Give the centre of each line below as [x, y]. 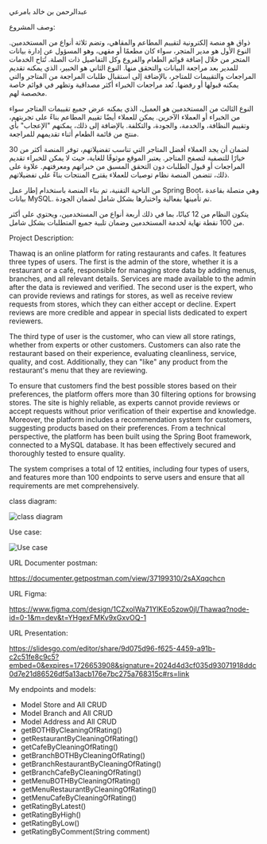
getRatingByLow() [50, 823]
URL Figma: [28, 594]
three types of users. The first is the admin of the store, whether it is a [124, 262]
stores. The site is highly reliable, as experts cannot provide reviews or [125, 402]
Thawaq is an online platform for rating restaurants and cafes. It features [128, 253]
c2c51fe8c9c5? [34, 657]
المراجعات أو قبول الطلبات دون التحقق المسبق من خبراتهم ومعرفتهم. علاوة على [127, 166]
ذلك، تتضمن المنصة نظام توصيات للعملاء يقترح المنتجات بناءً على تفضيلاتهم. [119, 175]
